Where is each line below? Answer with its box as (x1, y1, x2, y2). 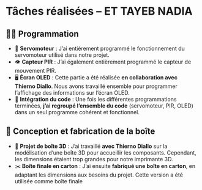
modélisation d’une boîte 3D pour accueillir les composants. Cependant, (14, 148, 196, 156)
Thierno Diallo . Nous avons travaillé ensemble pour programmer (14, 82, 178, 90)
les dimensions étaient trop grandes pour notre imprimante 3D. (14, 155, 173, 163)
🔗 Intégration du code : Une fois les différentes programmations (14, 96, 177, 103)
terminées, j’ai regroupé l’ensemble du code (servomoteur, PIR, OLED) (14, 102, 194, 109)
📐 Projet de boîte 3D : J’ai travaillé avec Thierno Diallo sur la (14, 142, 168, 150)
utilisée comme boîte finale (14, 177, 83, 185)
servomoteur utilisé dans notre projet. (14, 51, 110, 59)
